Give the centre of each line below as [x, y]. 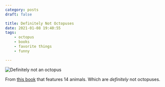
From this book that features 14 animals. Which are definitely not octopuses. [83, 79]
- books [22, 42]
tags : [11, 33]
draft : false [19, 14]
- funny [22, 51]
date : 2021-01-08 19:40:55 [33, 28]
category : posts [22, 10]
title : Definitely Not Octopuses [40, 23]
